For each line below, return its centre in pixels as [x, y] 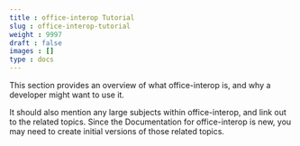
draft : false [36, 43]
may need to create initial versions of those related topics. [117, 131]
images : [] [32, 51]
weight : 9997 [36, 34]
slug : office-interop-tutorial [70, 26]
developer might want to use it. [67, 95]
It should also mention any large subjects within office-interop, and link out [148, 112]
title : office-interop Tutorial [72, 18]
